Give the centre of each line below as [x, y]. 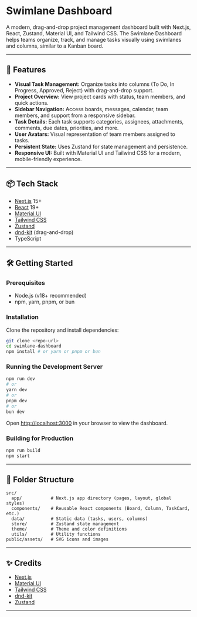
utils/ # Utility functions [56, 534]
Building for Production [40, 438]
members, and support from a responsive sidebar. [75, 115]
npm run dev [21, 379]
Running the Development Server [55, 367]
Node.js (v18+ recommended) [50, 296]
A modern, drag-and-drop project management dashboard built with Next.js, [98, 27]
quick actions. [31, 103]
